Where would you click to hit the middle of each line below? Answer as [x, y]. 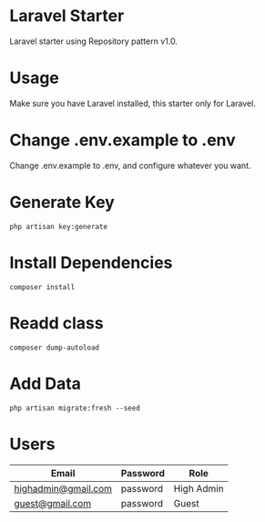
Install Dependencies [91, 262]
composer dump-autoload [55, 348]
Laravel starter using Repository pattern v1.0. [93, 41]
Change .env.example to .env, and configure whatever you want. [130, 165]
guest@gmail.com [53, 503]
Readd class [56, 323]
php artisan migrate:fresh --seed [75, 408]
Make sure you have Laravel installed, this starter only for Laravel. [133, 103]
